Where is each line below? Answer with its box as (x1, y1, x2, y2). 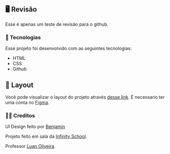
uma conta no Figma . (5, 99, 50, 105)
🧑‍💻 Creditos (5, 112, 36, 119)
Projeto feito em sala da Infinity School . (5, 133, 87, 139)
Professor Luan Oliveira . (5, 143, 56, 149)
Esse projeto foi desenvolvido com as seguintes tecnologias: (5, 46, 132, 52)
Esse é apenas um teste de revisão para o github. (5, 21, 109, 27)
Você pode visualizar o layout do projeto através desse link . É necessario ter (5, 94, 165, 100)
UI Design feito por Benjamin (5, 124, 65, 130)
